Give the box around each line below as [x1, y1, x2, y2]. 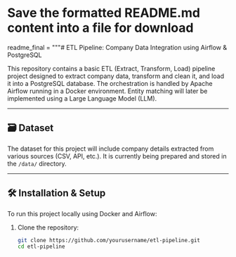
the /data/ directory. [7, 159, 67, 168]
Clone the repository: [17, 223, 79, 232]
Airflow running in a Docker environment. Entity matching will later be [7, 87, 208, 95]
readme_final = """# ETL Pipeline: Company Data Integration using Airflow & [7, 43, 228, 51]
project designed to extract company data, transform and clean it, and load [7, 72, 225, 80]
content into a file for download [7, 20, 194, 36]
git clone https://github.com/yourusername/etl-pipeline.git [17, 237, 201, 244]
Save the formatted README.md [7, 5, 200, 21]
